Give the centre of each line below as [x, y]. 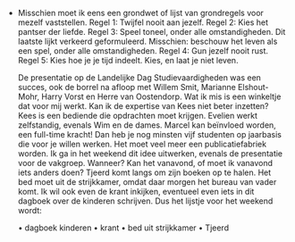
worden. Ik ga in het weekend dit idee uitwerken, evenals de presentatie [150, 154]
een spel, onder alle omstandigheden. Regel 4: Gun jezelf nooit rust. [143, 51]
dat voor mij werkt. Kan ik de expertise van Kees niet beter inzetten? [143, 106]
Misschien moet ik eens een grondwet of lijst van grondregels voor [140, 13]
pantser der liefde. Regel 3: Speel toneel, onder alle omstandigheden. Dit [152, 32]
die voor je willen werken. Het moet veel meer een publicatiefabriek [142, 144]
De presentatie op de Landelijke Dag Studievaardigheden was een [139, 78]
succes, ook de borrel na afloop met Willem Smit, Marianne [127, 87]
